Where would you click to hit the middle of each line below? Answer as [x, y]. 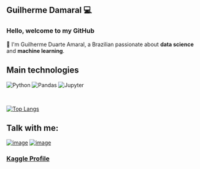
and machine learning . [35, 50]
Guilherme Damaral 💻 [49, 10]
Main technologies [43, 70]
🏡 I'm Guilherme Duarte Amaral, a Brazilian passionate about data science [100, 44]
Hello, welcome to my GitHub [51, 31]
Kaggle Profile [28, 159]
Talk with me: [33, 128]
